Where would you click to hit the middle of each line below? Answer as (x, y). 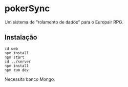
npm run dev (17, 70)
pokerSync (27, 9)
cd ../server (18, 62)
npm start (15, 57)
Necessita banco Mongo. (30, 79)
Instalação (21, 37)
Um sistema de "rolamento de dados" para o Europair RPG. (64, 22)
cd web (11, 49)
